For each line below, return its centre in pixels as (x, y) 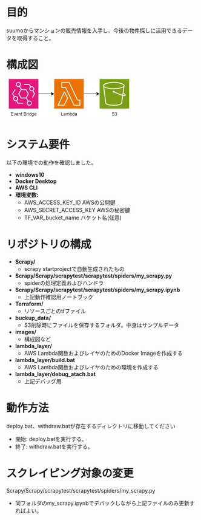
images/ (25, 332)
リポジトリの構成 (49, 244)
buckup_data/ (33, 318)
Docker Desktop (36, 181)
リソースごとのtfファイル (55, 311)
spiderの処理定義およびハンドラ (64, 282)
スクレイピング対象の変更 (70, 473)
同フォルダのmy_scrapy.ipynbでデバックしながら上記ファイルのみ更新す (105, 503)
